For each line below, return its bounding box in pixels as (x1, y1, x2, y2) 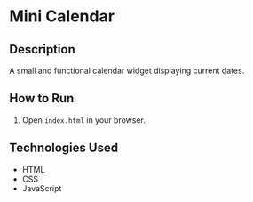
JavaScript (21, 182, 62, 193)
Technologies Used (9, 141, 118, 156)
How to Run (9, 91, 75, 106)
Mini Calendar (9, 6, 115, 27)
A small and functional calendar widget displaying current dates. (9, 65, 245, 76)
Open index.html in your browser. (21, 114, 146, 125)
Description (9, 42, 75, 57)
